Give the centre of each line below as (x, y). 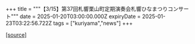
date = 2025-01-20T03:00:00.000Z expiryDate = (80, 16)
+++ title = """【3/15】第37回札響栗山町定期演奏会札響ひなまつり (87, 9)
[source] (16, 35)
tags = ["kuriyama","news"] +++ (93, 23)
